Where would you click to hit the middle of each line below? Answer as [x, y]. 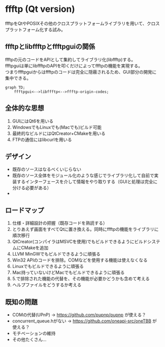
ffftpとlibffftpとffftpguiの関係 [50, 47]
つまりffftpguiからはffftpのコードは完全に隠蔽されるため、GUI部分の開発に [81, 72]
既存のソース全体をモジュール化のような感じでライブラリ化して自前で [83, 175]
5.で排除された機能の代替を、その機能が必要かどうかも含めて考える [81, 279]
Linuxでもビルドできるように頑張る [48, 266]
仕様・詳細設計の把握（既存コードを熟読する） [60, 223]
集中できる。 [18, 78]
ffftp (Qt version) [40, 9]
